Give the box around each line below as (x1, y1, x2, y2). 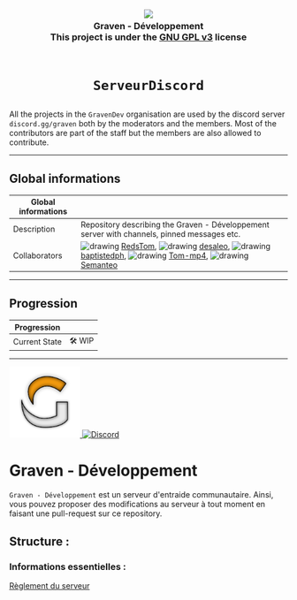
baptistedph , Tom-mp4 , (80, 250, 209, 261)
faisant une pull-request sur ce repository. (9, 508, 163, 519)
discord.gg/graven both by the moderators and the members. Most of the (9, 118, 277, 129)
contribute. (9, 137, 49, 148)
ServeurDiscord (92, 78, 205, 95)
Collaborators (12, 250, 63, 261)
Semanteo (80, 259, 118, 270)
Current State (12, 337, 62, 347)
